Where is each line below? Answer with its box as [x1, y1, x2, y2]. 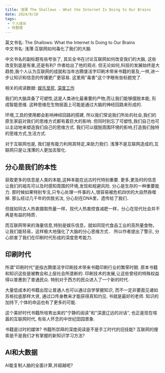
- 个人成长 [7, 21, 27, 26]
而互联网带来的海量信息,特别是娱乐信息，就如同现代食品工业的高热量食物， [5, 222, 157, 228]
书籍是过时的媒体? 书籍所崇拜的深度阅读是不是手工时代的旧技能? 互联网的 [5, 326, 154, 332]
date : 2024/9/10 [5, 12, 38, 17]
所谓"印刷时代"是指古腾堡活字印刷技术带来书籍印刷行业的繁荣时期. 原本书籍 [5, 264, 158, 270]
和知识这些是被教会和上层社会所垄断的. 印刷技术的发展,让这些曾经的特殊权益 [5, 270, 160, 276]
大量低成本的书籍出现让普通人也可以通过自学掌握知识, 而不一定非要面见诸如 [5, 287, 158, 293]
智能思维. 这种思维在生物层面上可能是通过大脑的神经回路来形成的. [9, 102, 142, 108]
